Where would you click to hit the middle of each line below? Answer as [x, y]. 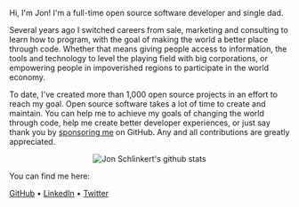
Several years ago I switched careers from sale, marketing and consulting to [149, 30]
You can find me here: [50, 176]
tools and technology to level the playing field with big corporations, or [139, 58]
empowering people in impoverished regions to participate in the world [139, 68]
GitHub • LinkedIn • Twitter [59, 193]
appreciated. [32, 142]
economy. [28, 77]
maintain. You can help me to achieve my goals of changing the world [137, 113]
